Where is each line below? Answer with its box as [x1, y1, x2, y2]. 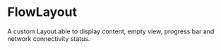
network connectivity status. [7, 34, 90, 42]
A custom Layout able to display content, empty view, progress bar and [7, 27, 215, 35]
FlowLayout [7, 4, 78, 20]
